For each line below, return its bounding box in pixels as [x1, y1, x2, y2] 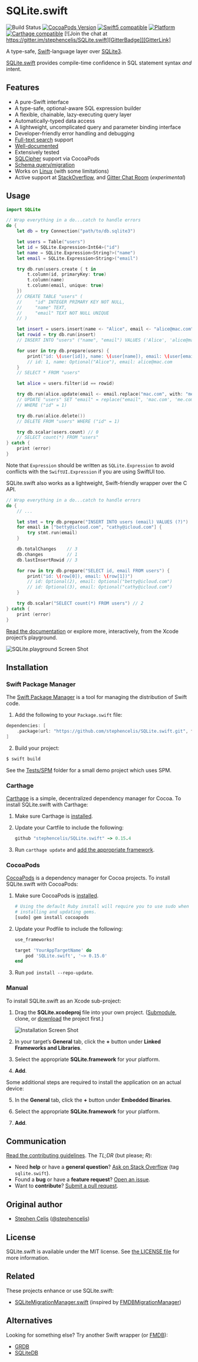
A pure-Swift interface [14, 98, 69, 105]
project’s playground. [6, 634, 58, 641]
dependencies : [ [6, 723, 46, 729]
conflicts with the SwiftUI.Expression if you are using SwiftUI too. [6, 468, 166, 475]
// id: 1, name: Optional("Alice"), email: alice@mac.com [27, 359, 173, 365]
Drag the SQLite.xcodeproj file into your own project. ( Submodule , [14, 1008, 177, 1015]
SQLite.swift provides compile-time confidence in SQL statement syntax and [6, 59, 192, 66]
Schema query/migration [14, 161, 75, 168]
